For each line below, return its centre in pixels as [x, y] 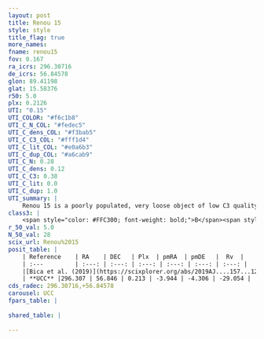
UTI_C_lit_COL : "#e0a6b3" [50, 147]
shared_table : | [35, 315]
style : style [29, 30]
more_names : [27, 45]
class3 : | [24, 213]
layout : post [29, 15]
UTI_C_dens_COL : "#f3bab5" [52, 132]
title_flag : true [37, 37]
